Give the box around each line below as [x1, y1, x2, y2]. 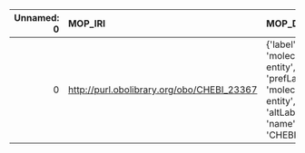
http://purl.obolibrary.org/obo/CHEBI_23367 [67, 83, 258, 96]
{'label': [266, 38, 299, 51]
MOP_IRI [67, 17, 106, 30]
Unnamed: [14, 12, 60, 24]
